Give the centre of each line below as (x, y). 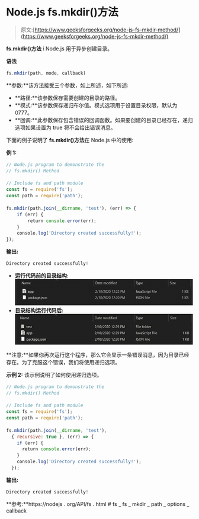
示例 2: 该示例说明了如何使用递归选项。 (54, 374)
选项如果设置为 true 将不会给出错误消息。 (65, 127)
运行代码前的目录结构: (42, 275)
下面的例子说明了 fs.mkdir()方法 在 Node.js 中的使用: (70, 140)
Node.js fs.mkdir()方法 (62, 12)
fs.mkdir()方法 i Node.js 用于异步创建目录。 (59, 49)
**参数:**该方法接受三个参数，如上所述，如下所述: (68, 85)
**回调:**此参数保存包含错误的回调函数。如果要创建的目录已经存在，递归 (104, 120)
